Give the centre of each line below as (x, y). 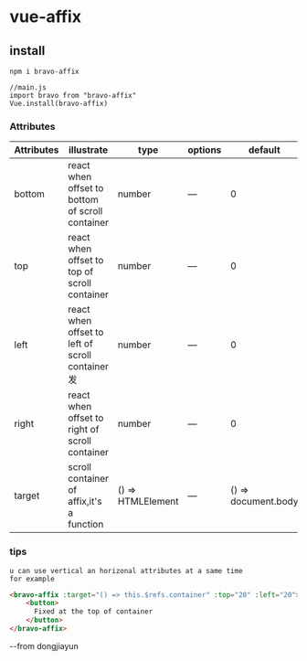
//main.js (28, 88)
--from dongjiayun (44, 645)
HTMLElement (148, 502)
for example (32, 579)
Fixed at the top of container (93, 612)
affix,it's (85, 502)
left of (80, 344)
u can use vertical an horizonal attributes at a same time (127, 570)
